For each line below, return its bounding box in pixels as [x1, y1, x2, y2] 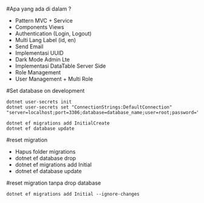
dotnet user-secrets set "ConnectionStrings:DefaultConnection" [6, 104, 172, 110]
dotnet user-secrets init [6, 99, 72, 105]
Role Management [15, 69, 61, 76]
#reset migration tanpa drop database [6, 179, 101, 187]
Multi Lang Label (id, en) [15, 37, 76, 43]
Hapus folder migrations [15, 148, 76, 155]
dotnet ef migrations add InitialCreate [6, 120, 110, 126]
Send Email [15, 43, 44, 50]
